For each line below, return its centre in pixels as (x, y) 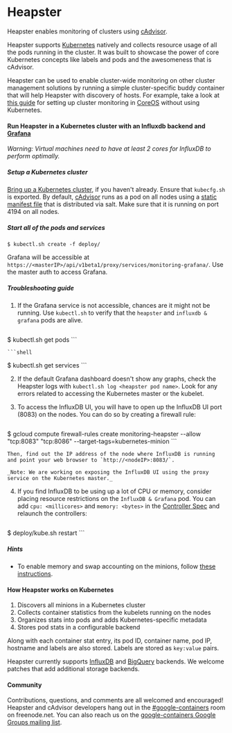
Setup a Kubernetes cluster (47, 172)
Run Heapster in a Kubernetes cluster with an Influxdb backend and (106, 126)
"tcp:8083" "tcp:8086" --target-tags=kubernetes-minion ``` (92, 441)
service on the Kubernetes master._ (60, 479)
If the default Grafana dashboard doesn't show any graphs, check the (117, 379)
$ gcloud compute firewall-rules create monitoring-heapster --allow (104, 434)
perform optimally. (34, 156)
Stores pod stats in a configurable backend (79, 627)
